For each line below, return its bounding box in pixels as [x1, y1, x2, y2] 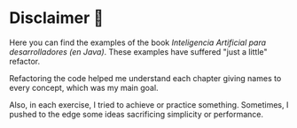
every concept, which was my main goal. [9, 82, 159, 93]
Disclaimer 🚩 [9, 8, 105, 28]
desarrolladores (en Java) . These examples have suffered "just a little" [9, 46, 268, 56]
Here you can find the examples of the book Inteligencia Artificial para [9, 37, 267, 48]
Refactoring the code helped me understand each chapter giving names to [9, 72, 282, 83]
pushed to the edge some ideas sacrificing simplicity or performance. [9, 109, 264, 119]
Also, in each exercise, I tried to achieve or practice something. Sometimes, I [9, 99, 289, 109]
